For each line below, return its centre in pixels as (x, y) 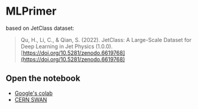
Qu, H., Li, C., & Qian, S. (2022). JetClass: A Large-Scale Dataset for (106, 40)
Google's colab (34, 93)
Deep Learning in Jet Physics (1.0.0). (67, 46)
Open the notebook (43, 78)
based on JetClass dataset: (40, 28)
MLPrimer (31, 11)
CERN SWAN (31, 99)
